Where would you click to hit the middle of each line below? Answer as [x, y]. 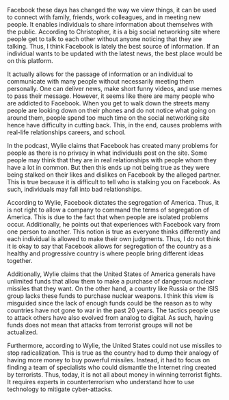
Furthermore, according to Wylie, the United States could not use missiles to [114, 346]
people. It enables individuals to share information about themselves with [110, 24]
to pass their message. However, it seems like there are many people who [111, 96]
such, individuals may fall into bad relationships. [75, 189]
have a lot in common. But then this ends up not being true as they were [108, 167]
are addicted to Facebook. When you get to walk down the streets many [108, 103]
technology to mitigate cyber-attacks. [60, 389]
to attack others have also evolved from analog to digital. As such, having [110, 317]
